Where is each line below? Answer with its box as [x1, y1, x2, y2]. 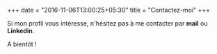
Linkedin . [7, 27, 35, 35]
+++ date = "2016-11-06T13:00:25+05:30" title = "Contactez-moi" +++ [7, 6, 211, 14]
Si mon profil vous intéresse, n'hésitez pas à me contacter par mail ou [7, 19, 208, 27]
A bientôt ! [7, 40, 37, 48]
